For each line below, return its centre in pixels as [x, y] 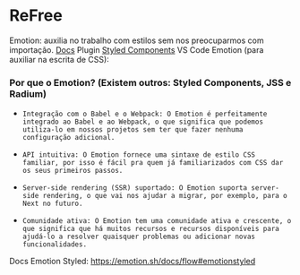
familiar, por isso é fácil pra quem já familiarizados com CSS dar [153, 163]
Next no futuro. [52, 204]
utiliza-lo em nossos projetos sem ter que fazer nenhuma [133, 130]
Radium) [28, 93]
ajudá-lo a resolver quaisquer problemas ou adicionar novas [139, 237]
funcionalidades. [55, 245]
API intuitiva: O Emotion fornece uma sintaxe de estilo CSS [139, 155]
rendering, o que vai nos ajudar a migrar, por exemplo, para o [165, 196]
